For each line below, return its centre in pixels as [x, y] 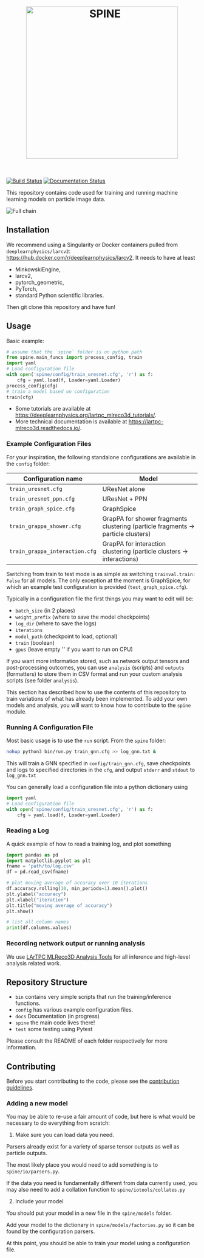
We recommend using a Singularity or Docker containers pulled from [92, 245]
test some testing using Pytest [54, 1029]
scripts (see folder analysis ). [42, 680]
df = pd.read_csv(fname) [38, 872]
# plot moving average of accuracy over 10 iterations [77, 883]
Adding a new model [37, 1103]
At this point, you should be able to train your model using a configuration [98, 1243]
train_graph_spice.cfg [42, 509]
